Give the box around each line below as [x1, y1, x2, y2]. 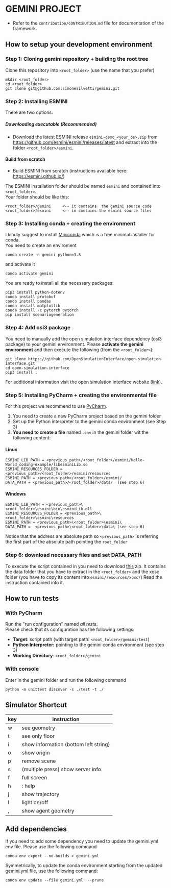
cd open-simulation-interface [5, 365, 70, 371]
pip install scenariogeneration [5, 312, 74, 317]
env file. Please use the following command [5, 844, 97, 850]
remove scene [21, 757, 56, 764]
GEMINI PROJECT [5, 3, 82, 15]
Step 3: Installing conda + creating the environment [5, 220, 136, 227]
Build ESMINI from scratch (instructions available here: [12, 168, 128, 174]
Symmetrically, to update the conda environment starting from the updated [5, 862, 163, 869]
